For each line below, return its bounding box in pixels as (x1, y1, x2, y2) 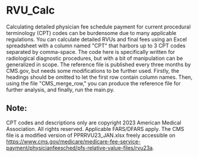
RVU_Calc (6, 4, 55, 17)
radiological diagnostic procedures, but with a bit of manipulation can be (6, 55, 183, 62)
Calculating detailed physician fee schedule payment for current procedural (6, 23, 191, 30)
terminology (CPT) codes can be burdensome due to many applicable (6, 29, 177, 36)
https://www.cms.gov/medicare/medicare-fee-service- (6, 137, 141, 145)
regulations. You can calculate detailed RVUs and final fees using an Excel (6, 36, 187, 43)
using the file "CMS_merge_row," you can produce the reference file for (6, 79, 181, 86)
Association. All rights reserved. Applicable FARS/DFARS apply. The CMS (6, 125, 185, 132)
